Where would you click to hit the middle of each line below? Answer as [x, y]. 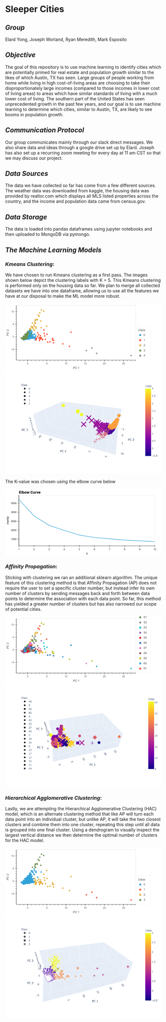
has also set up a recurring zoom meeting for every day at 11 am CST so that [83, 153]
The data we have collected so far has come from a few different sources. [81, 185]
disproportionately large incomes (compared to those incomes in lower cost [83, 88]
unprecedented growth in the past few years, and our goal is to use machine [83, 104]
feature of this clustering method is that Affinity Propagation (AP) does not [81, 583]
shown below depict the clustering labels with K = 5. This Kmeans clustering [83, 280]
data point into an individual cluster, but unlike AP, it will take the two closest [83, 819]
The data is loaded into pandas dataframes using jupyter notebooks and [79, 229]
